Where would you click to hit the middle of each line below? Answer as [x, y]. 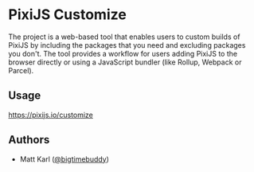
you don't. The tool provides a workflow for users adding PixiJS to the [123, 53]
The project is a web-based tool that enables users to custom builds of [124, 37]
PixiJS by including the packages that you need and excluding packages [127, 45]
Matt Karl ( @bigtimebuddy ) [64, 159]
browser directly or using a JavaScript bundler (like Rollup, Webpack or [125, 62]
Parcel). [21, 70]
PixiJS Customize [68, 15]
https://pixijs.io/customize [51, 115]
